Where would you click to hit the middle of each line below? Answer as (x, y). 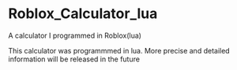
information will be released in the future (74, 59)
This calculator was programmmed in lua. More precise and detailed (119, 50)
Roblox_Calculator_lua (83, 14)
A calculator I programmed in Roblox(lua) (75, 35)
